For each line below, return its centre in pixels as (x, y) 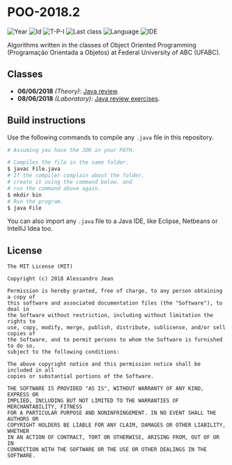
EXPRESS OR (23, 395)
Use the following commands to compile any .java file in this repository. (110, 137)
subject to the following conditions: (63, 352)
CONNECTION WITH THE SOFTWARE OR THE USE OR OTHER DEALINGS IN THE (107, 450)
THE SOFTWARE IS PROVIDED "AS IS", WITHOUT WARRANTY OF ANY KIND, (106, 389)
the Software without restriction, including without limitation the (110, 315)
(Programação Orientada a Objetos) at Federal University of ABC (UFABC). (114, 52)
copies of (22, 334)
